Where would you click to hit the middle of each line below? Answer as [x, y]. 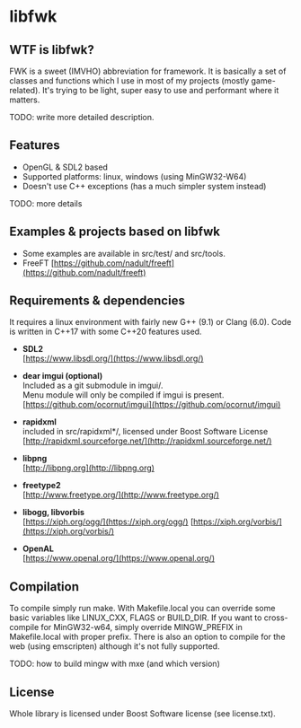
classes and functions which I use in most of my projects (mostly [129, 81]
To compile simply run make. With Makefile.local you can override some [142, 609]
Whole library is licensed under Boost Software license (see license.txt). [142, 714]
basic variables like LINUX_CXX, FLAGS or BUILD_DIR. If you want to [136, 618]
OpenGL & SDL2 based [65, 167]
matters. [25, 100]
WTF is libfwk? [52, 50]
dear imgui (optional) [62, 376]
